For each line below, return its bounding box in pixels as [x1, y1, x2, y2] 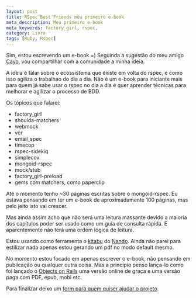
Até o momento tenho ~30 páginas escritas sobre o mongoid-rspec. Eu [6, 190, 178, 197]
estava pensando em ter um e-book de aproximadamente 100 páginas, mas [6, 196, 188, 203]
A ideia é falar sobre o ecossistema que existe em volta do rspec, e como [6, 70, 183, 76]
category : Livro [6, 30, 46, 36]
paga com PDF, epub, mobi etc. [6, 274, 82, 280]
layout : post [6, 8, 38, 15]
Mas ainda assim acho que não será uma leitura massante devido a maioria [6, 214, 187, 221]
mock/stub [14, 167, 41, 173]
